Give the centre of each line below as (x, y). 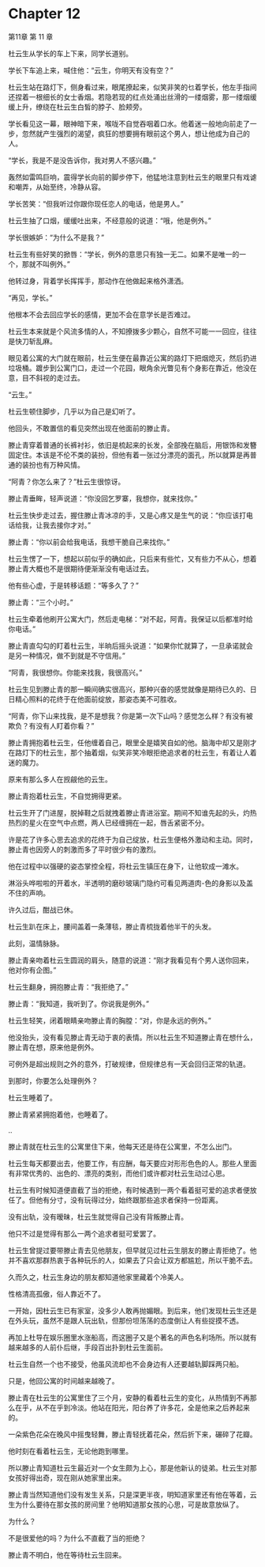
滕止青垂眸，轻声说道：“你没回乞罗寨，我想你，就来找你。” (103, 498)
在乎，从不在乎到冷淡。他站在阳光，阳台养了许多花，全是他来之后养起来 (132, 1407)
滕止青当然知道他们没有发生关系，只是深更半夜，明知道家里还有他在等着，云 (132, 1494)
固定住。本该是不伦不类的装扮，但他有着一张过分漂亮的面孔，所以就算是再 (129, 455)
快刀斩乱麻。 (35, 341)
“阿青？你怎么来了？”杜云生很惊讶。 (67, 481)
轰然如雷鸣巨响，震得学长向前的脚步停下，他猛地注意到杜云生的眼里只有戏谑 (132, 177)
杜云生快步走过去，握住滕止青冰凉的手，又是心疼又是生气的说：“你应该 (124, 515)
